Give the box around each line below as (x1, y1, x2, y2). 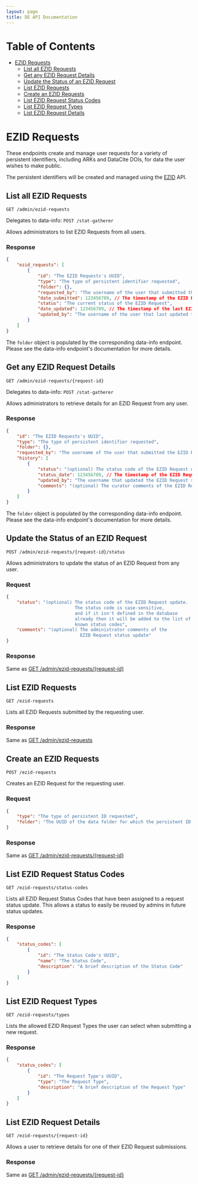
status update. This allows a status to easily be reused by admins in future (6, 901, 186, 908)
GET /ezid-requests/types (6, 1012, 70, 1018)
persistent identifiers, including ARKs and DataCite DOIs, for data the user (6, 156, 186, 163)
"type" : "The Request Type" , (37, 1079, 110, 1085)
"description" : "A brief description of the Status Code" (37, 963, 183, 969)
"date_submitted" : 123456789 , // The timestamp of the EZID (37, 295, 189, 301)
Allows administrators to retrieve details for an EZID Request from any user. (6, 400, 189, 407)
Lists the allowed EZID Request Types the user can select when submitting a (6, 1023, 192, 1030)
